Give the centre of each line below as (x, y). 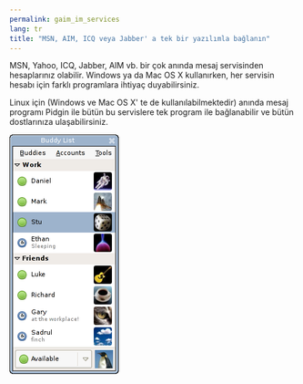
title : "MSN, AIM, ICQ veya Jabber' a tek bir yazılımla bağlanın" (140, 38)
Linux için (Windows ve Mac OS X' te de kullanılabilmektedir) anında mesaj (149, 103)
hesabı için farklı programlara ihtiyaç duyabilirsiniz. (105, 85)
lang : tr (26, 29)
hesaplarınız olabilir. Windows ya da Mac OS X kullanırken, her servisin (142, 75)
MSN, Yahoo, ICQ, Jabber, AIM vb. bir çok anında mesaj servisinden (136, 66)
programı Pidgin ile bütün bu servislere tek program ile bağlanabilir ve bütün (151, 112)
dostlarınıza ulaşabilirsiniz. (59, 122)
